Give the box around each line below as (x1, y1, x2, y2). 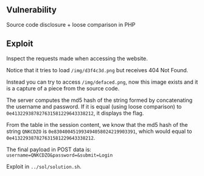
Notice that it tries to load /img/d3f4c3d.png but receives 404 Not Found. (6, 66, 189, 73)
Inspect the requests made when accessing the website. (6, 55, 148, 62)
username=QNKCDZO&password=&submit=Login (6, 152, 113, 158)
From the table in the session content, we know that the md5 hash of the (6, 121, 188, 128)
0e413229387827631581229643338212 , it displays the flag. (6, 109, 144, 117)
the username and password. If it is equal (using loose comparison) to (6, 103, 182, 110)
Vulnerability (6, 5, 57, 15)
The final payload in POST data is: (6, 146, 91, 153)
